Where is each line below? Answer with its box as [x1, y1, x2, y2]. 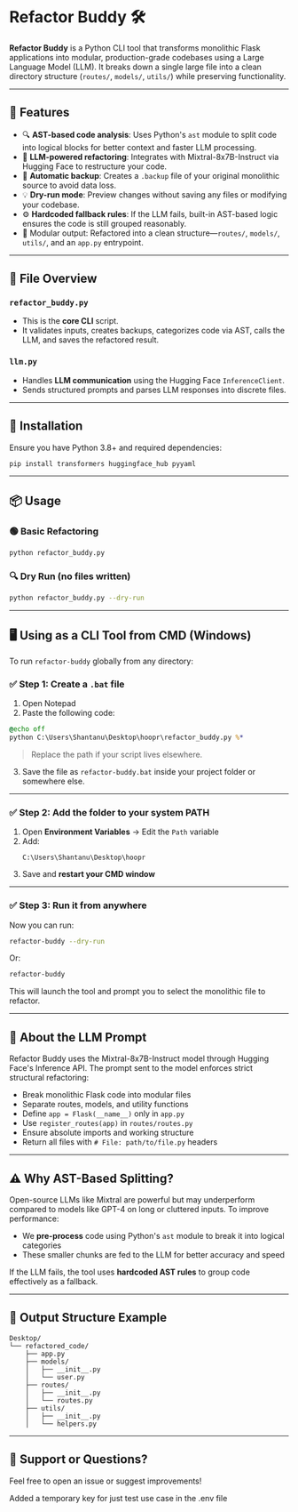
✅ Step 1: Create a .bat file [9, 678, 125, 690]
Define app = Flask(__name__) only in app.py [21, 1108, 184, 1119]
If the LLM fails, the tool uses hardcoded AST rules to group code [9, 1267, 251, 1277]
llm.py [9, 357, 38, 367]
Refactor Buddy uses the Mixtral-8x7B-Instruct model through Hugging [9, 1053, 269, 1064]
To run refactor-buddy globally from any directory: [9, 655, 193, 666]
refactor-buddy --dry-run [9, 937, 105, 945]
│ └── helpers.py [25, 1420, 98, 1428]
